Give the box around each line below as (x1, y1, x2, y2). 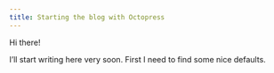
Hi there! (9, 37, 41, 47)
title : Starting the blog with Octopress (9, 12, 165, 22)
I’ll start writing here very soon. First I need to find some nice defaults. (9, 54, 267, 64)
